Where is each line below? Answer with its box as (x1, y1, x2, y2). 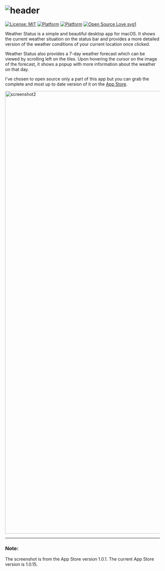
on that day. (5, 66, 29, 72)
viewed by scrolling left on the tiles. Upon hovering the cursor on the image (5, 56, 157, 61)
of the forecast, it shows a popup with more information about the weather (5, 61, 156, 67)
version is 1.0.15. (5, 561, 38, 568)
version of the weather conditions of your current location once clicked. (5, 41, 150, 47)
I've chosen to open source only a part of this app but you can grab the (5, 76, 149, 82)
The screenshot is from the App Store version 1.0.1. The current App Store (5, 556, 154, 562)
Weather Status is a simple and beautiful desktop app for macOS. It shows (5, 30, 156, 36)
